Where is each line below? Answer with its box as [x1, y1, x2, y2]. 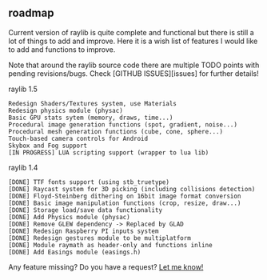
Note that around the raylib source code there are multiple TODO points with [8, 60, 260, 70]
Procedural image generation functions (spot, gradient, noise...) [8, 120, 238, 129]
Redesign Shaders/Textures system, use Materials [8, 99, 177, 107]
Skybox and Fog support [8, 142, 88, 150]
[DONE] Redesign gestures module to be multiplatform [8, 234, 192, 242]
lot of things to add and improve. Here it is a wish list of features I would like [8, 36, 258, 46]
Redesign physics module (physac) [8, 106, 124, 114]
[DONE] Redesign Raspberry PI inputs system [8, 227, 159, 235]
